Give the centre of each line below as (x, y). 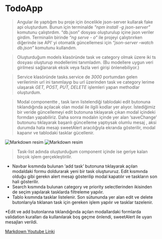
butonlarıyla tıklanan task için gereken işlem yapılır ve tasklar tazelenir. (82, 202)
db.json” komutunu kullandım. (47, 48)
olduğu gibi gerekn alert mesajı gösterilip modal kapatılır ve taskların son (84, 176)
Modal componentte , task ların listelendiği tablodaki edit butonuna (84, 102)
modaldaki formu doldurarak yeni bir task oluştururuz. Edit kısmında (80, 171)
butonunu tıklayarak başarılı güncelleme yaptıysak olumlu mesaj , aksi (87, 122)
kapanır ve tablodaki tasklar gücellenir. (55, 133)
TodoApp (24, 9)
